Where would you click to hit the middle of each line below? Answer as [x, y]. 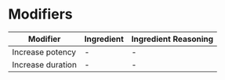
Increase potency [44, 52]
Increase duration [44, 64]
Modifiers [40, 14]
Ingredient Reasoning [172, 39]
